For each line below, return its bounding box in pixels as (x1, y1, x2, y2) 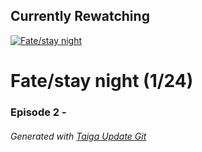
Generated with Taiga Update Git (10, 130, 147, 142)
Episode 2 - (10, 105, 67, 119)
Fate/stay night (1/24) (10, 70, 194, 92)
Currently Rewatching (10, 8, 150, 25)
